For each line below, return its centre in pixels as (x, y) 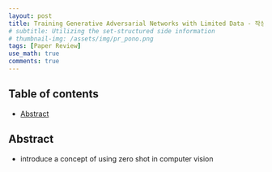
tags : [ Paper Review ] (45, 46)
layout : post (30, 16)
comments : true (34, 62)
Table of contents (53, 94)
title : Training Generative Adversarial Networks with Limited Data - (130, 24)
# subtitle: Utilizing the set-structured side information (112, 31)
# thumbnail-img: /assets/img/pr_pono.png (81, 39)
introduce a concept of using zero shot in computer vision (117, 158)
